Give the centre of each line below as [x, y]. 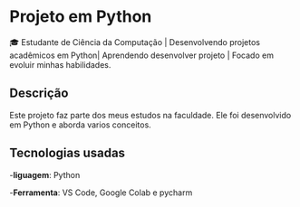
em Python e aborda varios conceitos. [80, 125]
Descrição [39, 94]
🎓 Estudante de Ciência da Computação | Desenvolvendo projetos [135, 42]
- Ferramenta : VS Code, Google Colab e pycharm [101, 193]
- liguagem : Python [45, 174]
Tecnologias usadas [67, 153]
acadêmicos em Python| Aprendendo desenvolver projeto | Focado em [142, 55]
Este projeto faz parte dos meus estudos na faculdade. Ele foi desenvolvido [150, 115]
